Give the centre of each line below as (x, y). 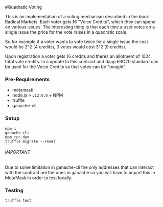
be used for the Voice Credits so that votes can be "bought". (66, 67)
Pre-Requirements (27, 79)
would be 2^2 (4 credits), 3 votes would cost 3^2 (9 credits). (66, 47)
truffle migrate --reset (30, 141)
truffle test (18, 201)
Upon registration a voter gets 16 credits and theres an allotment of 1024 (78, 56)
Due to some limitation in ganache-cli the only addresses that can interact (80, 167)
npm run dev (17, 137)
